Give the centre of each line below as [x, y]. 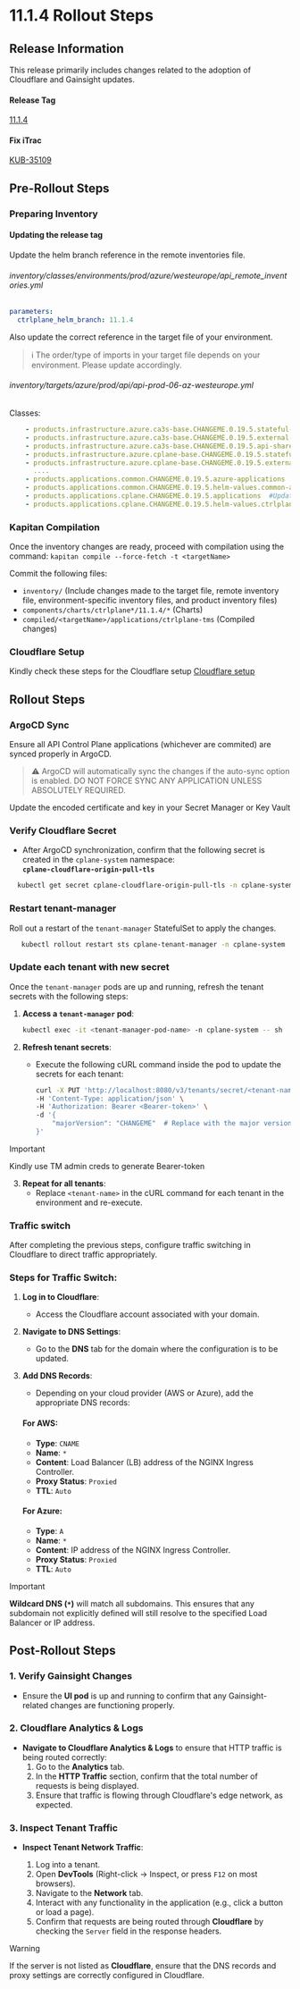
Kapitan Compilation [55, 527]
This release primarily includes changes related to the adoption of [130, 70]
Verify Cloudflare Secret [63, 830]
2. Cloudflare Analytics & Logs [76, 1728]
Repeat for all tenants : [64, 1183]
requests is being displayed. [87, 1785]
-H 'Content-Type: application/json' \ [110, 1099]
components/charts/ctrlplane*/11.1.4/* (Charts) [112, 610]
